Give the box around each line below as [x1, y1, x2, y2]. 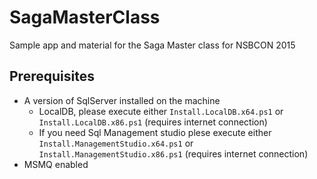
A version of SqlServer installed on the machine [23, 94, 221, 106]
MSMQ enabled [23, 158, 89, 170]
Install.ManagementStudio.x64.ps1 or [38, 137, 194, 149]
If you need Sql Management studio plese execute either [38, 126, 272, 138]
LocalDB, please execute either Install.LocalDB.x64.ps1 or [38, 105, 284, 117]
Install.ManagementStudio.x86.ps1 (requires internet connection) [38, 147, 309, 160]
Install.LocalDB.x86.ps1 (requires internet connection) [38, 116, 268, 128]
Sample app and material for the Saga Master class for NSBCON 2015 [9, 39, 296, 51]
